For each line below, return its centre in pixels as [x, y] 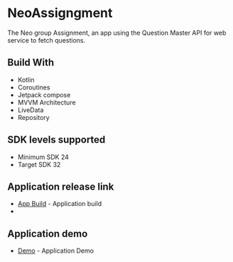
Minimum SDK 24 [43, 157]
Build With [31, 63]
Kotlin [26, 80]
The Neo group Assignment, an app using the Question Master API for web [117, 33]
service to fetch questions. [47, 40]
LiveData [31, 110]
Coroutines [34, 87]
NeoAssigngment [60, 13]
